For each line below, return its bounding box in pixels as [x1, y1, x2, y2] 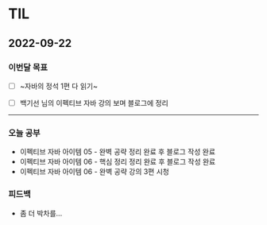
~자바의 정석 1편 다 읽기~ [19, 81, 98, 91]
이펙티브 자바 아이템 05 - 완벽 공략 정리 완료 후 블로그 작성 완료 [19, 147, 216, 157]
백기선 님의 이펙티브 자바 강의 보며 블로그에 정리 [19, 98, 168, 107]
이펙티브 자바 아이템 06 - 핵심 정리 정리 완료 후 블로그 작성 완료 [19, 157, 216, 167]
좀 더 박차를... [19, 208, 63, 218]
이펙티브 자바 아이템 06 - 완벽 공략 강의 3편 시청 [19, 167, 169, 177]
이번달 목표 [8, 61, 48, 72]
